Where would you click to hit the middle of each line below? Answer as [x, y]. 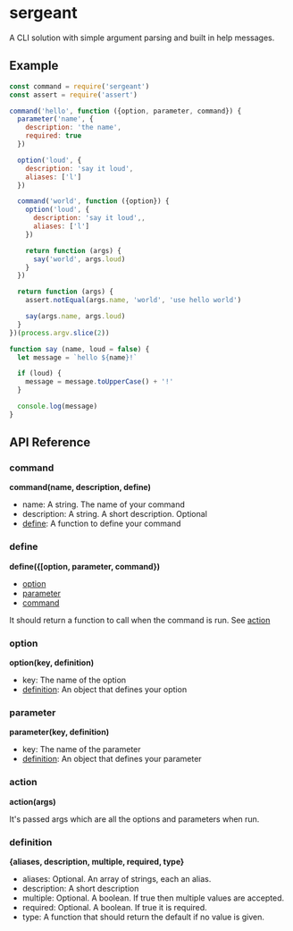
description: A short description [80, 888]
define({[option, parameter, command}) [85, 566]
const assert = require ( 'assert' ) [74, 95]
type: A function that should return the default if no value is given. [143, 917]
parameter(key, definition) [59, 732]
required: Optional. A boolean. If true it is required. [114, 907]
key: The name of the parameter [81, 749]
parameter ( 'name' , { [55, 119]
